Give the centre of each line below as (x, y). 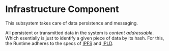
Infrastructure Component (62, 9)
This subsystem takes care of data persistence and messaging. (72, 23)
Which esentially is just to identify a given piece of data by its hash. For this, (85, 38)
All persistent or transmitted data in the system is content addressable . (80, 32)
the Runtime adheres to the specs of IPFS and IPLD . (59, 43)
